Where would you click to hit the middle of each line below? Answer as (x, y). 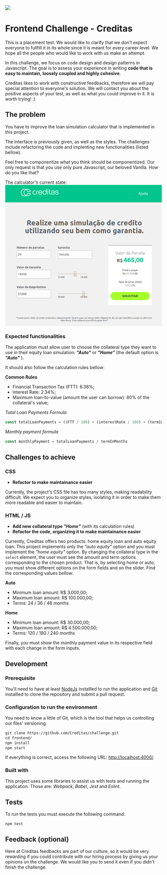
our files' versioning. (26, 723)
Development (27, 664)
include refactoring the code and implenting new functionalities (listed (77, 147)
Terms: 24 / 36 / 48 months (41, 603)
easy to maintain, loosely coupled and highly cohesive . (63, 73)
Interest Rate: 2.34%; (34, 392)
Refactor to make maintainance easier (52, 482)
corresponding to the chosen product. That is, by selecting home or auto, (80, 563)
